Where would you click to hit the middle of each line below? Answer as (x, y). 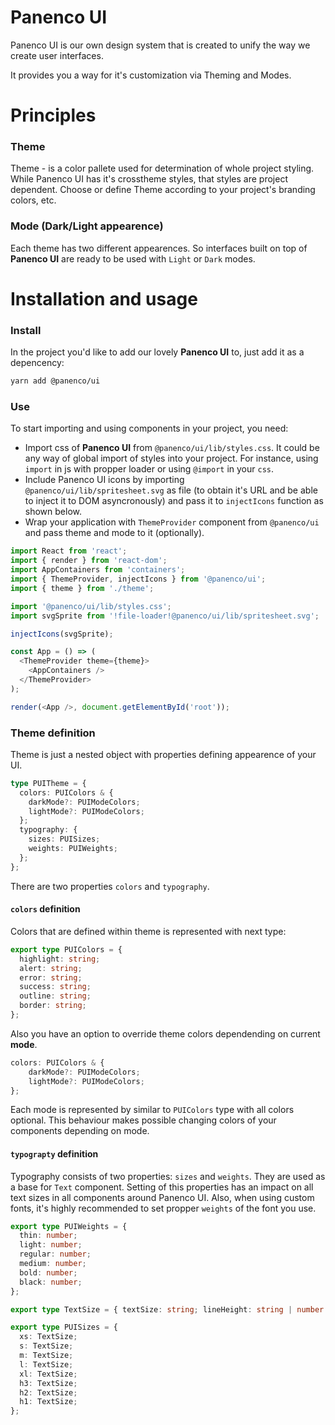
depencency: (37, 363)
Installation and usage (104, 298)
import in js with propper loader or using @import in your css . (149, 469)
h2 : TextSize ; (48, 1392)
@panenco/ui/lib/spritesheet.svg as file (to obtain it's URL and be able (171, 490)
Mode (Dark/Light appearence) (87, 226)
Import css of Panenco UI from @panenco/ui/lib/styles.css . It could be (172, 448)
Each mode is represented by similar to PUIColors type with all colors (152, 1110)
